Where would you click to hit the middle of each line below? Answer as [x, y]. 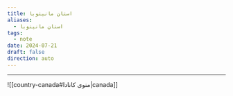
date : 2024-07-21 [32, 46]
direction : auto [31, 59]
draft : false [26, 52]
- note [23, 39]
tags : [15, 33]
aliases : [20, 20]
